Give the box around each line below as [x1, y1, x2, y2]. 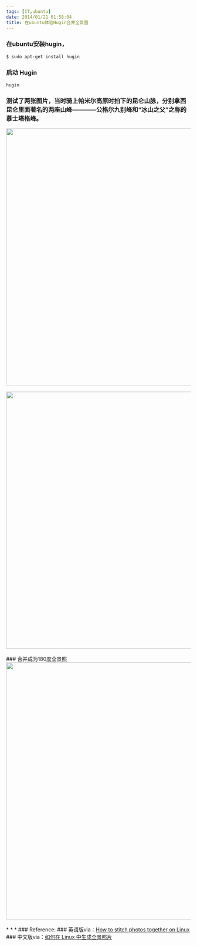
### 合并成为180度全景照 [6, 656, 67, 663]
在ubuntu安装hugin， [6, 40, 68, 48]
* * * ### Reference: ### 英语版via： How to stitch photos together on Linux [6, 926, 190, 933]
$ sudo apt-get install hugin [6, 53, 80, 59]
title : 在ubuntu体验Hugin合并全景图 [6, 19, 89, 25]
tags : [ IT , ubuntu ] [6, 8, 51, 15]
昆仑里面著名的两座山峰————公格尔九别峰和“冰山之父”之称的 [6, 105, 186, 113]
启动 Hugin [6, 68, 37, 76]
